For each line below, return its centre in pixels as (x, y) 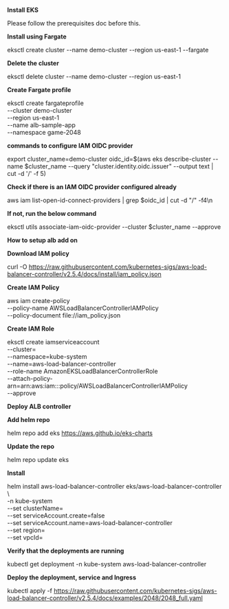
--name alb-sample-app (41, 125)
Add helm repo (29, 420)
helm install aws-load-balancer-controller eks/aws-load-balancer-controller (115, 486)
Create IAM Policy (33, 287)
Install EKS (23, 10)
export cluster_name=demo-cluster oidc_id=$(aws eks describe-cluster (109, 159)
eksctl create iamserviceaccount (53, 342)
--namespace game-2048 (44, 132)
